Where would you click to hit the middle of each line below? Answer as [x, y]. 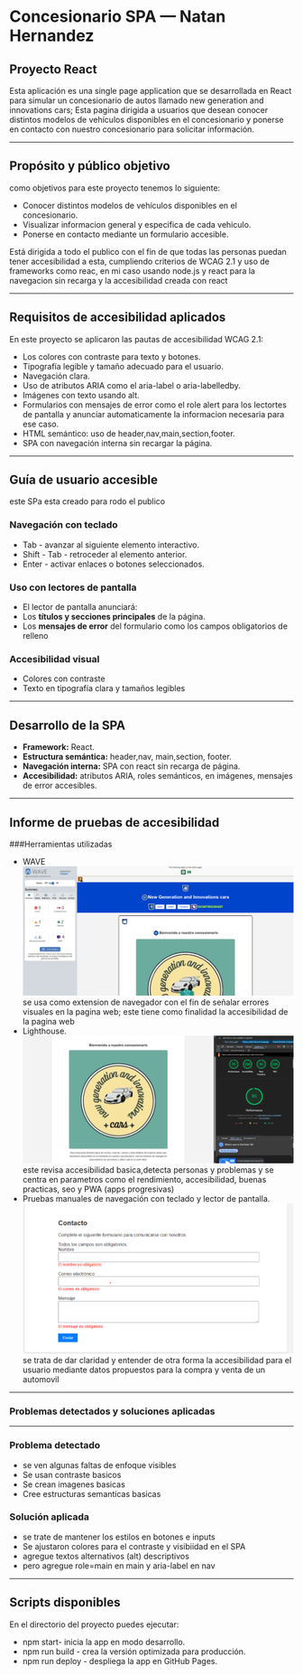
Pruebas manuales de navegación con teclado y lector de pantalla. [146, 1199]
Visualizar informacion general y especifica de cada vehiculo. [137, 224]
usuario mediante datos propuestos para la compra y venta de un [144, 1370]
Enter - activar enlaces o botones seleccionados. [113, 564]
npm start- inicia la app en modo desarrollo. [104, 1642]
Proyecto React [53, 69]
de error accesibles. [60, 786]
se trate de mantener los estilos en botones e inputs [119, 1537]
